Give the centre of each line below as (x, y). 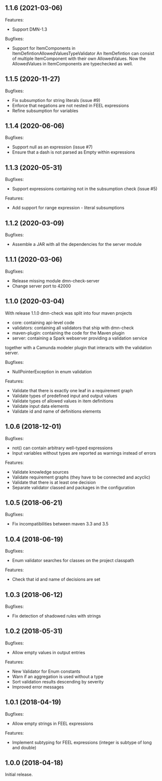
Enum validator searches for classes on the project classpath (73, 561)
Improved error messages (38, 687)
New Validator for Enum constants (46, 671)
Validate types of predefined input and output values (65, 396)
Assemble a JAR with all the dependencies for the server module (77, 244)
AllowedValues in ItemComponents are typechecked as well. (73, 63)
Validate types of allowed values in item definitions (63, 401)
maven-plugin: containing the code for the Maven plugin (68, 333)
